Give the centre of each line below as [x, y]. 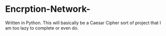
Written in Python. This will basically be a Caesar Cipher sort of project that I [83, 23]
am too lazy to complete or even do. [42, 28]
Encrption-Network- [48, 9]
